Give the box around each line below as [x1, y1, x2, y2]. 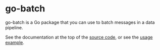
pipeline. [5, 24, 23, 30]
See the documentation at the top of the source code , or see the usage [5, 34, 153, 40]
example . [5, 39, 24, 45]
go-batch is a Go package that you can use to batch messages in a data [5, 19, 155, 25]
